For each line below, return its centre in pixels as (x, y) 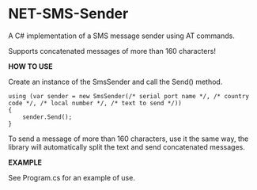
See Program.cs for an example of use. (72, 177)
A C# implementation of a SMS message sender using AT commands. (121, 36)
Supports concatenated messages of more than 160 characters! (112, 51)
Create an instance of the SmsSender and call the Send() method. (115, 82)
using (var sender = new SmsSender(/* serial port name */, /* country (128, 96)
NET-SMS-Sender (68, 14)
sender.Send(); (47, 117)
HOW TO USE (30, 66)
